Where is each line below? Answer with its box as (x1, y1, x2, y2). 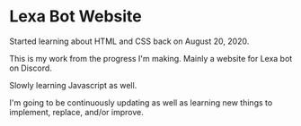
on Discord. (9, 63, 52, 73)
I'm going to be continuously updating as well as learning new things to (9, 97, 273, 108)
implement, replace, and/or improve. (9, 106, 144, 117)
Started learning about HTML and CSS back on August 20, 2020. (9, 36, 250, 46)
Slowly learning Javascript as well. (9, 80, 137, 90)
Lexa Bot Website (9, 6, 142, 27)
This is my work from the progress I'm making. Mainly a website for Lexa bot (9, 53, 293, 63)
